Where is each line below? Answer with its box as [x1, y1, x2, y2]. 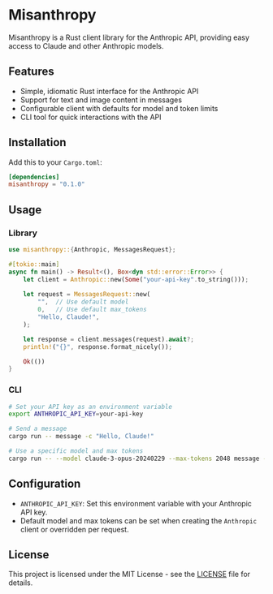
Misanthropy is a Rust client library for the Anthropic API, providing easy [8, 32, 250, 42]
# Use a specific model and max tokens [8, 447, 144, 455]
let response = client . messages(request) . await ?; [23, 335, 195, 343]
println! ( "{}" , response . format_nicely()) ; [23, 342, 173, 351]
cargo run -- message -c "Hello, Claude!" [8, 433, 154, 441]
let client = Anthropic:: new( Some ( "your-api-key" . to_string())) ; [23, 275, 249, 283]
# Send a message [8, 424, 67, 433]
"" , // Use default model [37, 298, 129, 306]
